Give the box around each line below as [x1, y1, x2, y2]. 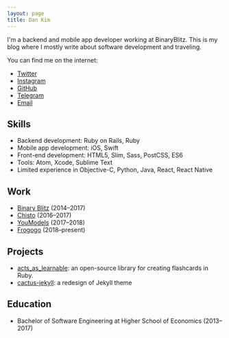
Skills [7, 118, 31, 130]
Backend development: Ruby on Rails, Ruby [16, 137, 141, 145]
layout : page [7, 10, 45, 17]
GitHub [16, 84, 38, 92]
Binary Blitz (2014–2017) [16, 204, 86, 212]
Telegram [16, 91, 45, 100]
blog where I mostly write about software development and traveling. [7, 43, 202, 51]
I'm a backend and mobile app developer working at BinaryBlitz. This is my [7, 35, 218, 43]
